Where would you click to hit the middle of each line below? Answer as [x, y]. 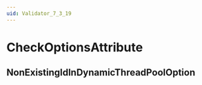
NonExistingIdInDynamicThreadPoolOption [101, 73]
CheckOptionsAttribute [75, 47]
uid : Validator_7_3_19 [39, 13]
